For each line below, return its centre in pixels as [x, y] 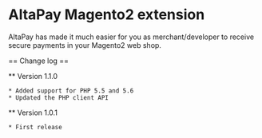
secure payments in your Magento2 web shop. [85, 45]
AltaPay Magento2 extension [107, 15]
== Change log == [39, 61]
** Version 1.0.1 [33, 112]
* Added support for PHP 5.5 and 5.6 [71, 91]
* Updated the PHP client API [59, 97]
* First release [35, 127]
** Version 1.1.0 [33, 76]
